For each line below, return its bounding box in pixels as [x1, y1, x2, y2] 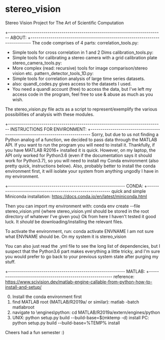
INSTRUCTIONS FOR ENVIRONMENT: [10, 126, 87, 132]
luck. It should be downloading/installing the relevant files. [5, 219, 123, 225]
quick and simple [111, 188, 146, 194]
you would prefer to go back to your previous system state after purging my [5, 253, 159, 260]
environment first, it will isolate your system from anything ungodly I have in [5, 168, 159, 174]
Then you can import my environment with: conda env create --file [5, 203, 140, 209]
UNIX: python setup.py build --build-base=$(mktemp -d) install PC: [12, 314, 149, 320]
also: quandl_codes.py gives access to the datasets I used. [12, 80, 132, 87]
